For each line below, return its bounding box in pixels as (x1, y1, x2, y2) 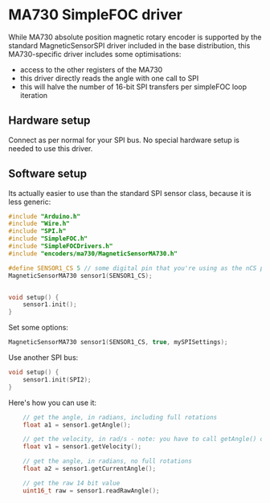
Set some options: (8, 323, 68, 333)
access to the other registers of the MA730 (19, 64, 163, 74)
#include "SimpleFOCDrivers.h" (8, 243, 113, 251)
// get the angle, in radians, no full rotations (22, 457, 193, 465)
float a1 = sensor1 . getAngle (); (22, 420, 131, 429)
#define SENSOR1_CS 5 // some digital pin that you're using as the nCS (8, 264, 257, 272)
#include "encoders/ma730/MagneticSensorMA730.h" (8, 249, 178, 258)
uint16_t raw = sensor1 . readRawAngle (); (22, 486, 160, 495)
